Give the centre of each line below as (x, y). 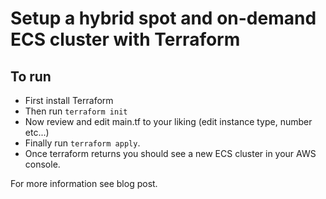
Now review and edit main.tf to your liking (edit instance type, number (168, 121)
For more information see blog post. (84, 183)
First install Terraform (69, 100)
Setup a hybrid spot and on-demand (163, 18)
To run (31, 76)
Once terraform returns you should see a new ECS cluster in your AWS (170, 153)
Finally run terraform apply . (82, 143)
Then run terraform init (76, 111)
